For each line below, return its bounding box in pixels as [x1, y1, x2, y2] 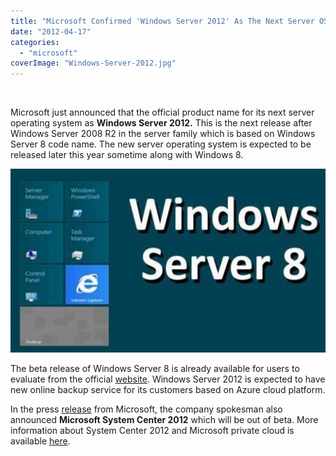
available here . [10, 435, 71, 447]
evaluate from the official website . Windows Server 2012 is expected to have [10, 373, 326, 385]
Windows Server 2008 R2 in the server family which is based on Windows [10, 128, 316, 140]
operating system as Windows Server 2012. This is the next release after [10, 117, 313, 129]
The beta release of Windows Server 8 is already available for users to [10, 363, 300, 375]
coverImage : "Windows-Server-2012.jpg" [10, 58, 177, 69]
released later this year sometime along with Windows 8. [10, 149, 244, 161]
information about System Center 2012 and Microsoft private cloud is [10, 425, 295, 437]
